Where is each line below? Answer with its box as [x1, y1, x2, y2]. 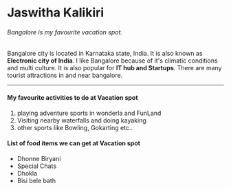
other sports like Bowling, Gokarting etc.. [16, 123, 133, 131]
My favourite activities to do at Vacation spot [7, 93, 139, 101]
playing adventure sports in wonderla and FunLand [16, 109, 162, 117]
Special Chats [16, 162, 57, 170]
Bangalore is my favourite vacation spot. [7, 28, 122, 36]
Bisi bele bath [16, 176, 56, 184]
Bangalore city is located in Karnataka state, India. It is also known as [7, 50, 203, 58]
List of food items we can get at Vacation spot [7, 139, 141, 147]
